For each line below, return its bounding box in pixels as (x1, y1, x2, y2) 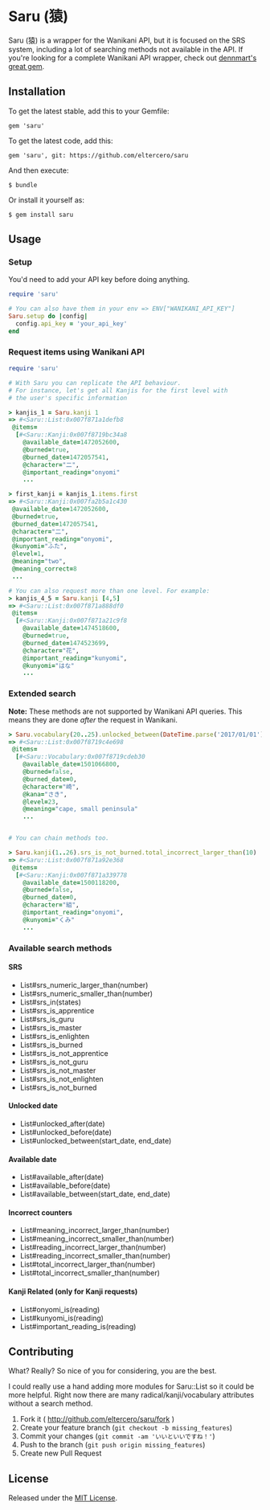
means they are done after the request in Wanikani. (8, 714, 178, 724)
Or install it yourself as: (8, 194, 84, 205)
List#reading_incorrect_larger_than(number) (19, 1242, 166, 1252)
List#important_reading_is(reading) (19, 1321, 137, 1331)
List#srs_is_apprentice (19, 1005, 95, 1015)
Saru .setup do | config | (8, 313, 88, 321)
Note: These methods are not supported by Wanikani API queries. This (8, 706, 243, 716)
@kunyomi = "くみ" (22, 915, 75, 924)
